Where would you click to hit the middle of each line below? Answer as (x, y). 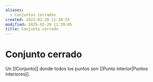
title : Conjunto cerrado (32, 29)
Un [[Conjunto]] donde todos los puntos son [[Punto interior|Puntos (76, 69)
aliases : (15, 10)
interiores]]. (18, 74)
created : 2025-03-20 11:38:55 (38, 19)
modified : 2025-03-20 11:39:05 (39, 24)
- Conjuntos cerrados (33, 15)
